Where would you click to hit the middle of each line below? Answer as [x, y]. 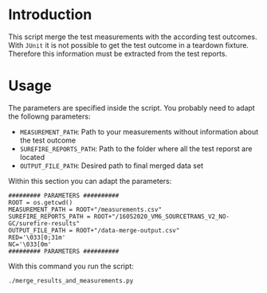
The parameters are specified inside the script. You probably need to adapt [132, 107]
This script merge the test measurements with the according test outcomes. [133, 37]
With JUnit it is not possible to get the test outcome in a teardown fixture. [129, 45]
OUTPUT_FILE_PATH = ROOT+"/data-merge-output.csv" [94, 230]
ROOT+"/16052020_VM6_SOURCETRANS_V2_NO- [161, 217]
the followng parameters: [49, 116]
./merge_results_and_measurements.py [71, 280]
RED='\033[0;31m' [37, 237]
